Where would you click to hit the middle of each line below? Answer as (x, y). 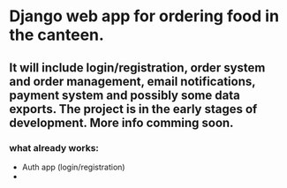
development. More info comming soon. (121, 122)
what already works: (54, 147)
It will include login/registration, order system (137, 68)
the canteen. (57, 35)
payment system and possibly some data (125, 95)
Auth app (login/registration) (73, 167)
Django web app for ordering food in (144, 16)
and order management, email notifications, (132, 81)
